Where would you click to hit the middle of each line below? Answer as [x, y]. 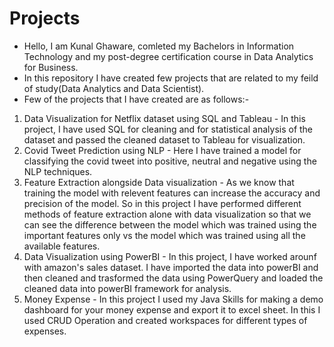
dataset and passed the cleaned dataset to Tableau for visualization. [164, 139]
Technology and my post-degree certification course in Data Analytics [168, 56]
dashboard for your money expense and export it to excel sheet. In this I [172, 309]
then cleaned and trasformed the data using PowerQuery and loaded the [173, 278]
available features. [62, 246]
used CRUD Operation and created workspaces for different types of [165, 320]
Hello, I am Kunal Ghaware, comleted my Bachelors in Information [159, 46]
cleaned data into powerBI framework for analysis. [127, 288]
